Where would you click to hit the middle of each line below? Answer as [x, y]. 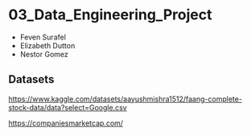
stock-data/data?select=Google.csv [68, 107]
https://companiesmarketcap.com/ [66, 123]
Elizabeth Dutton [47, 45]
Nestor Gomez [44, 54]
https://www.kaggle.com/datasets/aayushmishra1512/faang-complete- [125, 99]
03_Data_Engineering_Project [110, 15]
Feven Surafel [43, 37]
